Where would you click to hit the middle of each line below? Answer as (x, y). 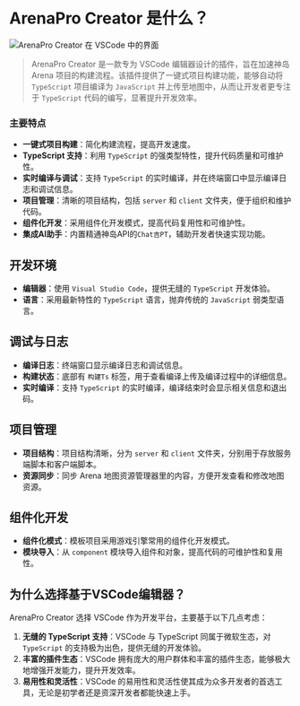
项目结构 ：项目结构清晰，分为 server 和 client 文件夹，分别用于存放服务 (157, 453)
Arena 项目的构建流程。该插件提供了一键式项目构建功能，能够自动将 (157, 75)
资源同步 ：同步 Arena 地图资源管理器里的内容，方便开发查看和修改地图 (153, 475)
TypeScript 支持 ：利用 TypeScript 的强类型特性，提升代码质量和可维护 (153, 156)
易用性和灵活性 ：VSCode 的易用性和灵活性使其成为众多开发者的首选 (148, 682)
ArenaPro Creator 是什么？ (109, 18)
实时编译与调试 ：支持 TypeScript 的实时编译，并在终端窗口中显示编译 (150, 178)
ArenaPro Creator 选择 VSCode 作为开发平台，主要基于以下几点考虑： (138, 618)
